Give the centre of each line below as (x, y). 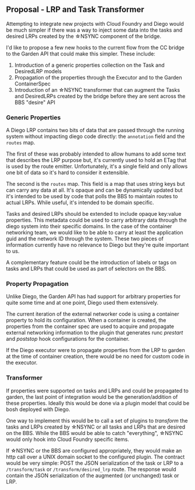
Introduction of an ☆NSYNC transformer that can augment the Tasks (97, 89)
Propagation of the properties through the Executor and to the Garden (98, 77)
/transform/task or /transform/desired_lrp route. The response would (91, 469)
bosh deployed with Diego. (38, 409)
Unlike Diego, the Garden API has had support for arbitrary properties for (93, 296)
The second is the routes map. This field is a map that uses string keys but (95, 184)
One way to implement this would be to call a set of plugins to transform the (97, 420)
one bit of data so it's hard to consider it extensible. (68, 172)
